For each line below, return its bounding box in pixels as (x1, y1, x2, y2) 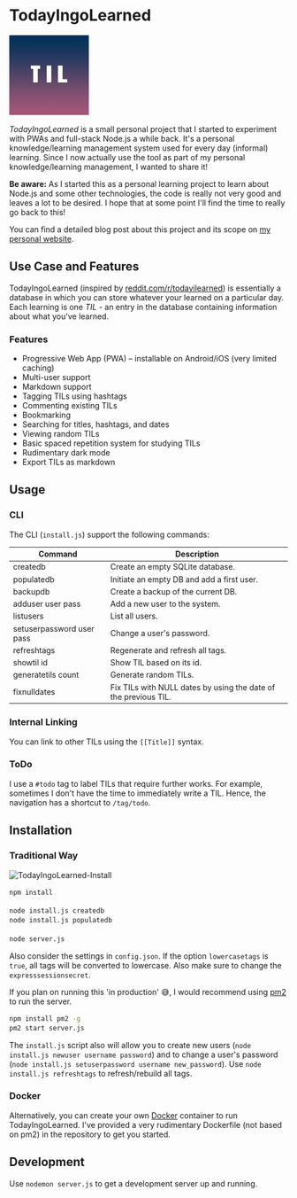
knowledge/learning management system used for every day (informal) (9, 143, 269, 153)
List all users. (110, 611, 158, 621)
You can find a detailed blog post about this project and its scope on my (9, 223, 271, 235)
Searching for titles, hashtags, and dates (21, 419, 170, 430)
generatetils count (12, 670, 80, 681)
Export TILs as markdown (21, 457, 116, 468)
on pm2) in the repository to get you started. (9, 1129, 171, 1140)
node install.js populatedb (9, 916, 113, 925)
